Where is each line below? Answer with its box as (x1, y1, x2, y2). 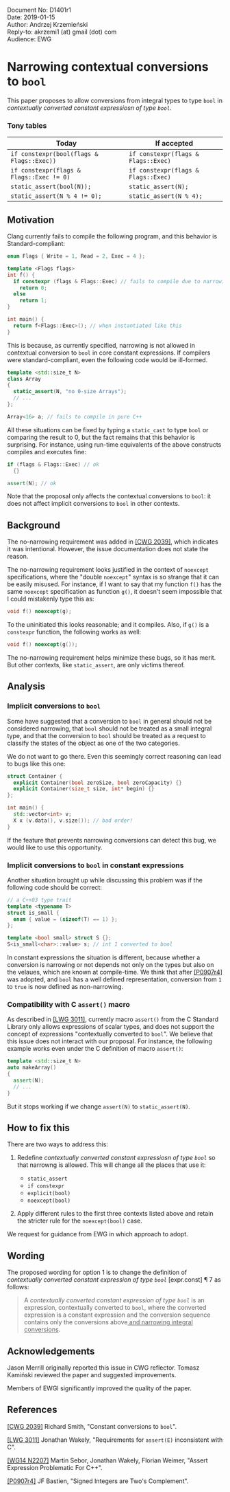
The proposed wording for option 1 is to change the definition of (7, 1268, 188, 1277)
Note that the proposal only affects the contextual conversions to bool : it (7, 492, 211, 500)
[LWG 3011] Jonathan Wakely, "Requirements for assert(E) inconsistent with (7, 1436, 223, 1444)
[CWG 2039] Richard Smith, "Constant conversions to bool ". (7, 1422, 177, 1430)
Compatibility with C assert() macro (7, 1000, 130, 1010)
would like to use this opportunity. (7, 843, 103, 851)
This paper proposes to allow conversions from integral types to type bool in (7, 96, 222, 104)
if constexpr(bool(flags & (10, 151, 99, 158)
